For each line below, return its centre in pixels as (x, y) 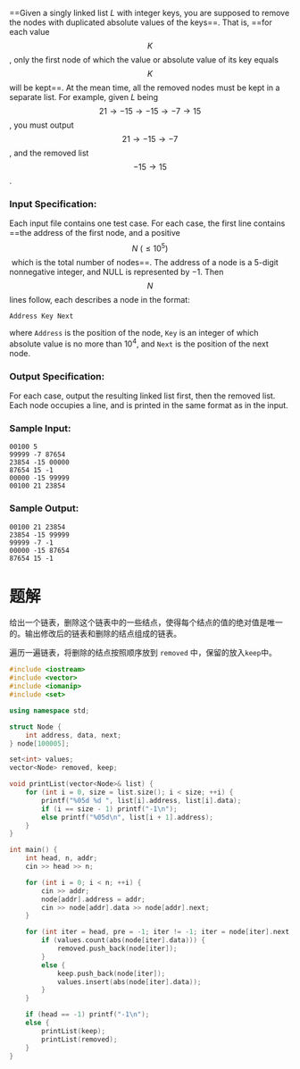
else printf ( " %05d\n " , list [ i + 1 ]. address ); (128, 817)
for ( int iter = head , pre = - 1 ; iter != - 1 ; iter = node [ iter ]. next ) (159, 932)
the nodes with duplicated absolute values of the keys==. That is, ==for (141, 22)
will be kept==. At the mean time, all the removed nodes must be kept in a (145, 88)
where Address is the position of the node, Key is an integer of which (134, 332)
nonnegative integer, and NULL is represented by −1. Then (117, 271)
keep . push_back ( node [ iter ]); (111, 973)
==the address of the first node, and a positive (95, 233)
